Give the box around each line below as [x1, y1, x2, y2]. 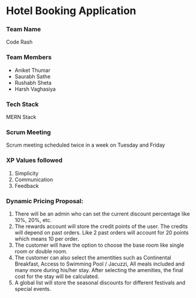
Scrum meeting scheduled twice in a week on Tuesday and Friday [6, 141, 165, 148]
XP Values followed [6, 156, 63, 164]
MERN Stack [6, 114, 36, 121]
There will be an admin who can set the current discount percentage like [14, 210, 190, 217]
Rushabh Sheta [14, 79, 52, 86]
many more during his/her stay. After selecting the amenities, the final [14, 266, 184, 273]
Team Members [6, 53, 52, 61]
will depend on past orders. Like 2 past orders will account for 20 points [14, 229, 189, 236]
